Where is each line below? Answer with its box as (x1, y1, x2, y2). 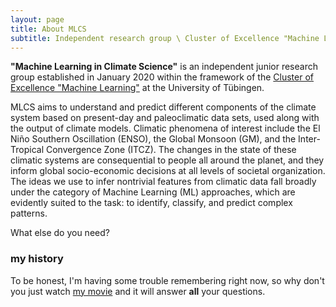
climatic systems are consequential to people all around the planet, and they (10, 154, 325, 166)
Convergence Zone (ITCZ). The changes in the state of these (45, 144, 297, 156)
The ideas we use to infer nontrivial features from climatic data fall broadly (10, 176, 317, 188)
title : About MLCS (10, 24, 87, 34)
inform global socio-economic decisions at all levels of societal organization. (10, 165, 326, 177)
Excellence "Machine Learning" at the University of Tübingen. (10, 82, 265, 94)
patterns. (10, 207, 48, 220)
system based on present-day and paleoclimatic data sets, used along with (10, 112, 320, 124)
